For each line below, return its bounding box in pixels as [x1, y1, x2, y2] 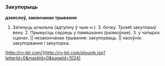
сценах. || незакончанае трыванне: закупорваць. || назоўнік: [12, 35, 143, 41]
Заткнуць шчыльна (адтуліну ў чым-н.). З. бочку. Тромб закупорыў [12, 24, 156, 30]
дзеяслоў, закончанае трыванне [5, 15, 77, 21]
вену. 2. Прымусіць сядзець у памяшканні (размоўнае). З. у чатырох [12, 30, 160, 36]
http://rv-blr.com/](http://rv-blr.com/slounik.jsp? [7, 50, 106, 56]
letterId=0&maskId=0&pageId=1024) [5, 55, 81, 61]
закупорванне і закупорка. [12, 40, 70, 46]
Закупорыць [5, 3, 38, 10]
